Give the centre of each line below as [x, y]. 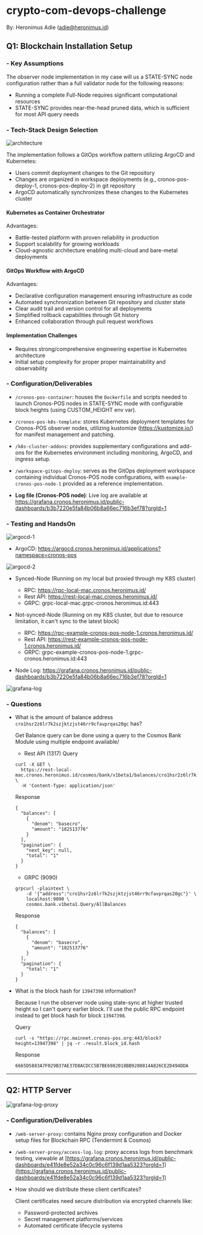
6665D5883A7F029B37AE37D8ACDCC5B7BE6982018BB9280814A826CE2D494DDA [101, 1066]
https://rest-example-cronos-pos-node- [98, 639]
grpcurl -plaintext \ [42, 889]
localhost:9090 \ [48, 899]
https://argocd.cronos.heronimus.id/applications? [99, 549]
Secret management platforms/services [73, 1219]
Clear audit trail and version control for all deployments [83, 308]
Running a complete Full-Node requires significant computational [96, 95]
